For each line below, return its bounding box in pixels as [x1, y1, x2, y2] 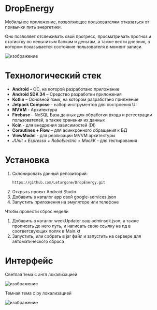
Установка [5, 155, 50, 166]
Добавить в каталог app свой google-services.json [12, 194, 116, 200]
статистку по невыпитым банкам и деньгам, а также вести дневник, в [5, 38, 150, 44]
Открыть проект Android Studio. [12, 188, 78, 194]
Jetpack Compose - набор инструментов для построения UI [12, 101, 137, 107]
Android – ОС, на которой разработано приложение [12, 86, 120, 92]
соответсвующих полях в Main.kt [12, 228, 81, 234]
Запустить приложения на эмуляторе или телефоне [12, 199, 119, 205]
